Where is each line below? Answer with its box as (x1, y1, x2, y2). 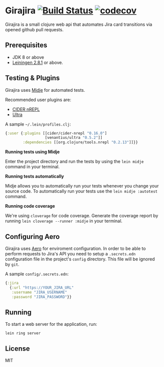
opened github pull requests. (5, 26, 64, 32)
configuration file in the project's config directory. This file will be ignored (5, 256, 155, 262)
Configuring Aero (5, 232, 60, 241)
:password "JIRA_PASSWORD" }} (11, 294, 72, 300)
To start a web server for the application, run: (5, 321, 97, 327)
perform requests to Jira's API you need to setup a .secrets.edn (5, 251, 136, 256)
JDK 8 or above (12, 54, 44, 60)
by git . (5, 261, 20, 267)
